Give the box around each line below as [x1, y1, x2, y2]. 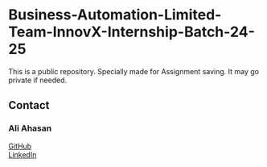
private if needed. [8, 75, 68, 85]
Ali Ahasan [8, 123, 52, 134]
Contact [8, 98, 50, 112]
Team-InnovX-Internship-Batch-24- [8, 23, 256, 41]
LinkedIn [8, 149, 37, 159]
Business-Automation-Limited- [8, 6, 222, 24]
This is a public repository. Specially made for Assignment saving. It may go [8, 66, 260, 76]
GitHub [8, 141, 32, 151]
